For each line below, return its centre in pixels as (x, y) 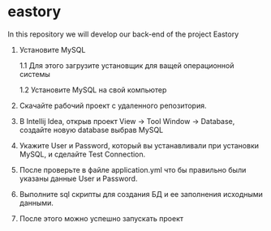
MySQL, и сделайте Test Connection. (82, 154)
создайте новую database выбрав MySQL (91, 130)
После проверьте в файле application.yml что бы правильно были (133, 169)
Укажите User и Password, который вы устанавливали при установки (139, 145)
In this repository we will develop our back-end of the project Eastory (123, 34)
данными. (37, 203)
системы (34, 74)
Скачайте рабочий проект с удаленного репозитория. (113, 105)
